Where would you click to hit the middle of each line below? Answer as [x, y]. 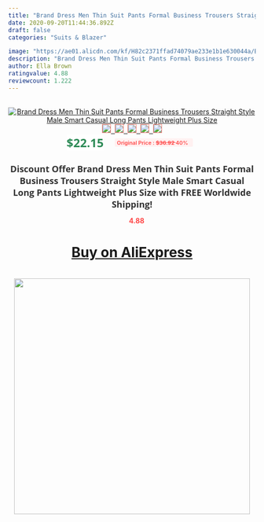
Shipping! [132, 204]
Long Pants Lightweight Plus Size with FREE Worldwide [132, 192]
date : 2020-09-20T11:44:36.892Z [61, 23]
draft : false [29, 30]
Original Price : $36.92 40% [152, 142]
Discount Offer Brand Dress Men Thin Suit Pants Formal [132, 169]
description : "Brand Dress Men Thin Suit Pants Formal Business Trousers [132, 59]
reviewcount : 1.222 [40, 81]
